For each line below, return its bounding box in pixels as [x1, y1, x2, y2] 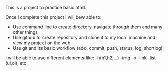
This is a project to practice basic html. [5, 5, 87, 10]
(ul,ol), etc [5, 60, 27, 66]
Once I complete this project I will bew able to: [5, 14, 102, 20]
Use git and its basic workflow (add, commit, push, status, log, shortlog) [12, 45, 163, 51]
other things [12, 29, 38, 35]
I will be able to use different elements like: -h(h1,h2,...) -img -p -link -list [5, 55, 156, 61]
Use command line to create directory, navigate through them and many [12, 24, 163, 30]
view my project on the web [12, 40, 71, 46]
